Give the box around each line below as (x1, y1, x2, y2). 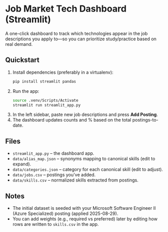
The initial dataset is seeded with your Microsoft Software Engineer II (12, 205, 156, 211)
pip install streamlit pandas (12, 79, 77, 84)
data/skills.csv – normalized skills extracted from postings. (12, 177, 139, 183)
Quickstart (5, 56, 40, 65)
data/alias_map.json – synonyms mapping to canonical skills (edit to (12, 156, 155, 162)
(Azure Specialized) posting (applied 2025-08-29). (12, 210, 119, 216)
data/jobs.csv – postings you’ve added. (12, 172, 96, 178)
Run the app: (12, 88, 39, 94)
